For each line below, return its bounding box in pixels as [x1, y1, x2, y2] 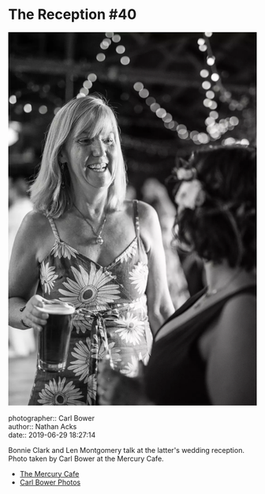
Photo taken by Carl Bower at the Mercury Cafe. [8, 454, 164, 463]
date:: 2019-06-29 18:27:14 [8, 430, 96, 440]
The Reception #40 [8, 6, 137, 24]
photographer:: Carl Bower [8, 413, 95, 423]
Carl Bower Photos [19, 477, 81, 487]
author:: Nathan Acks [8, 421, 77, 431]
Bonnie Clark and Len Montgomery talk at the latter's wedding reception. [8, 445, 244, 455]
